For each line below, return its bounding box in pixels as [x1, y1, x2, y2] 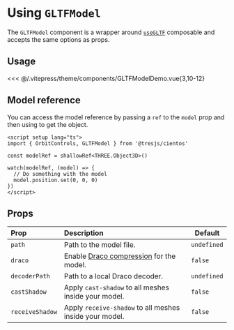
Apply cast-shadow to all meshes [63, 283, 169, 292]
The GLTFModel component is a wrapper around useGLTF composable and [7, 28, 215, 36]
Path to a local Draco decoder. [63, 271, 164, 281]
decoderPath [10, 272, 51, 280]
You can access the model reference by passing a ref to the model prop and [7, 113, 225, 121]
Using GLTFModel [7, 5, 101, 21]
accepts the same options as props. [7, 35, 110, 43]
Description [63, 228, 104, 238]
